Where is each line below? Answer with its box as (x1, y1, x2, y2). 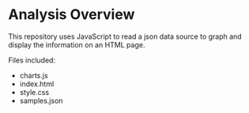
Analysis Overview (8, 6, 135, 24)
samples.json (19, 96, 63, 105)
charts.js (19, 70, 49, 80)
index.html (19, 79, 55, 89)
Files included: (8, 55, 56, 65)
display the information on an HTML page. (8, 40, 145, 49)
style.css (19, 87, 50, 96)
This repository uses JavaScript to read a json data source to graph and (8, 32, 243, 41)
